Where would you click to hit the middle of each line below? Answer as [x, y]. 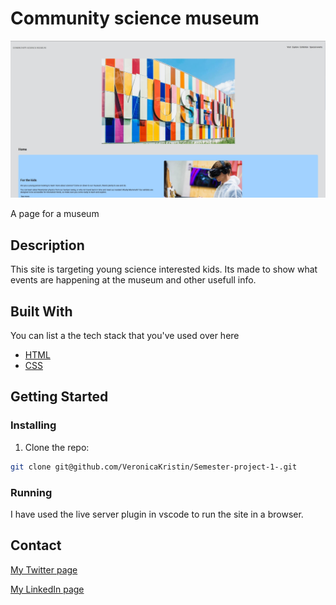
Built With [41, 311]
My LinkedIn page [47, 589]
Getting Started [59, 397]
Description [47, 245]
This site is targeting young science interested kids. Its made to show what [164, 269]
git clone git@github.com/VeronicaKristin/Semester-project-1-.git [154, 467]
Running [31, 492]
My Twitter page [44, 569]
